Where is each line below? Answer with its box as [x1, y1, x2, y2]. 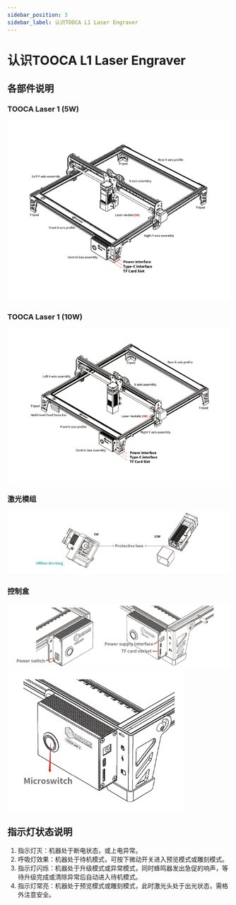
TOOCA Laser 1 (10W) [7, 311, 83, 321]
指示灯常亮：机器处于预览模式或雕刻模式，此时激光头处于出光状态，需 [17, 881, 223, 889]
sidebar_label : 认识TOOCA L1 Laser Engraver [7, 18, 138, 26]
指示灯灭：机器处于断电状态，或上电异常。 [17, 846, 142, 854]
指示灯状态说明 [7, 826, 73, 838]
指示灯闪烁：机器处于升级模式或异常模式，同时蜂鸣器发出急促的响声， [17, 863, 223, 872]
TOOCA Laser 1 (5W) [7, 104, 79, 114]
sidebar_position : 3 [7, 11, 69, 18]
